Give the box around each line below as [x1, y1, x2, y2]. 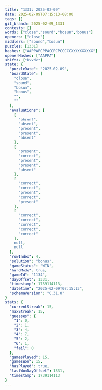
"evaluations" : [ [9, 108, 45, 113]
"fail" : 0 [14, 345, 34, 351]
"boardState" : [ [9, 71, 43, 76]
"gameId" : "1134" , [9, 272, 48, 277]
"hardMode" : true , [9, 268, 48, 273]
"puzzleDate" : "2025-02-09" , [9, 67, 69, 72]
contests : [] [5, 26, 32, 30]
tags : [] [5, 16, 23, 21]
